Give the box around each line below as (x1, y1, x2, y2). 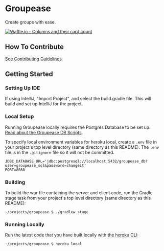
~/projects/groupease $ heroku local (5, 242, 82, 247)
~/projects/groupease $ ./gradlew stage (5, 210, 89, 215)
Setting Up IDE (5, 85, 40, 91)
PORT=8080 (5, 167, 25, 172)
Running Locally (5, 221, 45, 228)
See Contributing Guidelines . (5, 56, 63, 62)
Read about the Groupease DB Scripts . (5, 129, 83, 135)
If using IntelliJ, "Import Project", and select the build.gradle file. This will (5, 96, 152, 102)
